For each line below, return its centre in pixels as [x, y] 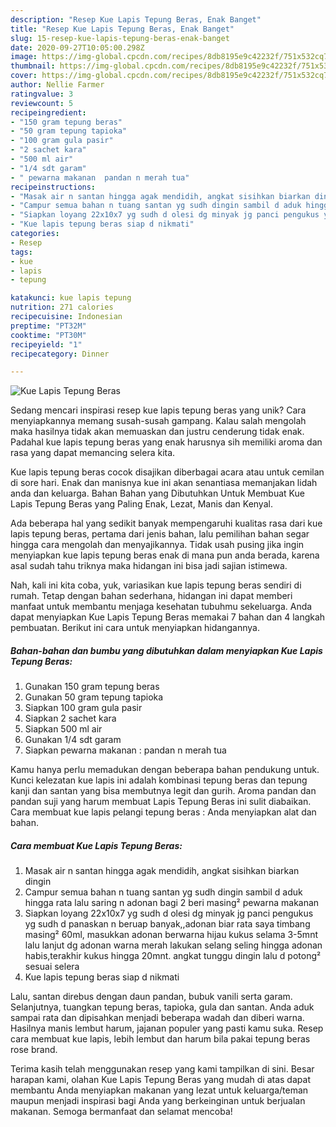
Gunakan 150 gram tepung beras [92, 687]
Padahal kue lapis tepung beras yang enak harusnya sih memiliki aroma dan [166, 442]
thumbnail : [33, 66]
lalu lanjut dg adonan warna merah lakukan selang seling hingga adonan [173, 945]
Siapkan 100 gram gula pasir [83, 708]
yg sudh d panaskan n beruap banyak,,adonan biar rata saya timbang [167, 924]
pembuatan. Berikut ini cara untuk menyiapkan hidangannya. [135, 628]
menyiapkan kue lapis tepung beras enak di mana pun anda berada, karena [165, 555]
